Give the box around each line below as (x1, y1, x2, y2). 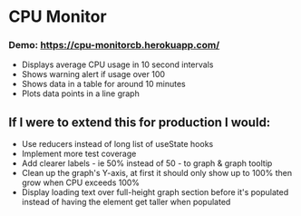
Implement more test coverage (21, 148, 137, 160)
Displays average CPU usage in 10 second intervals (21, 59, 214, 70)
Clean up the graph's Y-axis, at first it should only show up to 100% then (21, 168, 293, 179)
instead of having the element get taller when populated (21, 197, 231, 208)
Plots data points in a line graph (21, 88, 140, 99)
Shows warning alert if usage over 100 (21, 69, 165, 80)
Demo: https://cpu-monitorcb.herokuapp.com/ (8, 39, 220, 52)
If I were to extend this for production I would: (8, 114, 271, 130)
